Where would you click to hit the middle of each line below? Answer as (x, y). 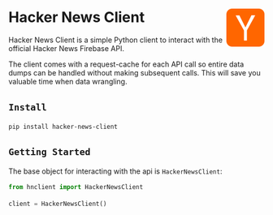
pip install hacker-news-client (63, 127)
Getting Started (50, 152)
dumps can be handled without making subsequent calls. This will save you (135, 72)
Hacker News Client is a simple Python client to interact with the (116, 40)
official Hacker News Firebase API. (66, 48)
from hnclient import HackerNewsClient (76, 187)
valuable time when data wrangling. (68, 81)
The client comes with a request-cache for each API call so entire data (126, 64)
